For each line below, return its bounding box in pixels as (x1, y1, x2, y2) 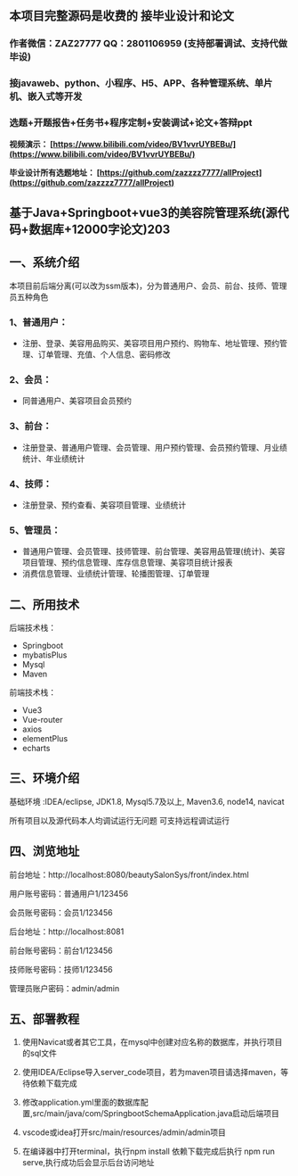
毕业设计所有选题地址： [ (9, 167, 101, 178)
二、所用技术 (9, 597, 80, 612)
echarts (21, 743, 51, 754)
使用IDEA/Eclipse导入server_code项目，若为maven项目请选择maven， (21, 1067, 281, 1078)
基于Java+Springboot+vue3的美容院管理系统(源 (9, 204, 278, 220)
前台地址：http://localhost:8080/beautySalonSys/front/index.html (9, 869, 249, 880)
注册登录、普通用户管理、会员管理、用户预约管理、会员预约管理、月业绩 (21, 442, 287, 452)
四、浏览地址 (9, 844, 80, 859)
